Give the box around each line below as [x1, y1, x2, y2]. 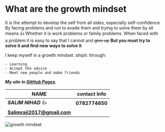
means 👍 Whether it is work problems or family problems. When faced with [5, 30, 159, 36]
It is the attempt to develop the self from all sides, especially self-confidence [5, 20, 160, 26]
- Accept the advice [5, 66, 48, 71]
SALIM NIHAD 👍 [7, 99, 47, 106]
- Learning [5, 61, 27, 67]
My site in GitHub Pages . [5, 79, 57, 84]
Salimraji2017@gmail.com [7, 109, 71, 116]
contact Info [77, 90, 107, 97]
